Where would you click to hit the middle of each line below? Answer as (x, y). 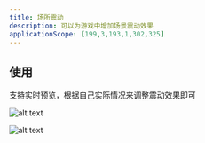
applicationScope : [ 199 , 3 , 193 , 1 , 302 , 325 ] (87, 34)
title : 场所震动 (36, 17)
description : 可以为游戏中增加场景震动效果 (81, 26)
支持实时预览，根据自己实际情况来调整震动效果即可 (102, 95)
